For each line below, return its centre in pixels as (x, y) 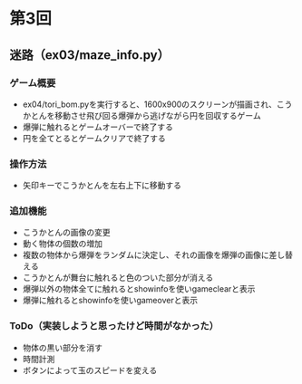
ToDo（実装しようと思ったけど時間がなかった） (114, 326)
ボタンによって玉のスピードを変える (90, 370)
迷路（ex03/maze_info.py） (90, 55)
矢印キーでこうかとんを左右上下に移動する (102, 186)
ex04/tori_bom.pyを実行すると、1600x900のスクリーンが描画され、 (150, 104)
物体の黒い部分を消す (62, 347)
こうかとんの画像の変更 (66, 233)
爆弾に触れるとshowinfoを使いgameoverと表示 (110, 301)
